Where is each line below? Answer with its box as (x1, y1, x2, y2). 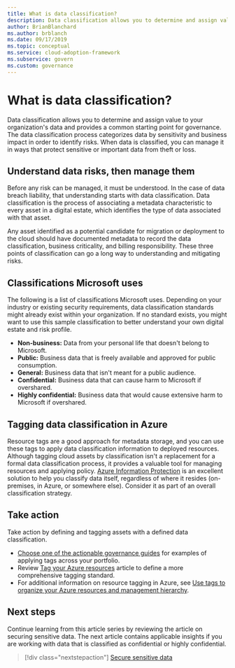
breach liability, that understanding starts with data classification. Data (7, 191, 210, 200)
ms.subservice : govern (7, 56, 73, 63)
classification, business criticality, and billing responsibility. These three (7, 242, 214, 250)
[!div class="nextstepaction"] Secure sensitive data (24, 653, 173, 661)
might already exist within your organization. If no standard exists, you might (7, 310, 227, 319)
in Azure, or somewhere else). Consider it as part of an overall (37, 481, 216, 490)
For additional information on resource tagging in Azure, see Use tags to (17, 578, 226, 587)
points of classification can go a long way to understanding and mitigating (7, 249, 220, 258)
